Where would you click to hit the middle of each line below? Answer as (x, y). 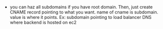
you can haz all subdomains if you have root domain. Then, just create (81, 7)
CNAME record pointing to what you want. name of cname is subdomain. (84, 12)
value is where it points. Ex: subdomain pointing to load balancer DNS (81, 17)
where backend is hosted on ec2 (43, 22)
